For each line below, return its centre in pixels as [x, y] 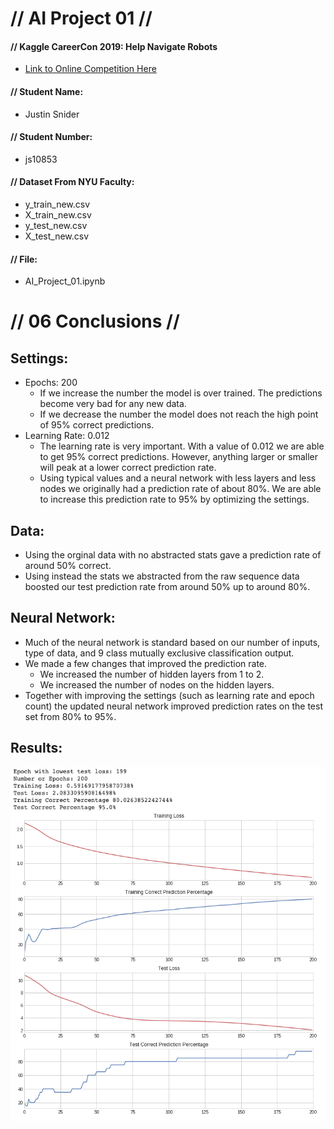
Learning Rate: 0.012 [67, 436]
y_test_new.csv [56, 225]
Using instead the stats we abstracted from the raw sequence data [162, 576]
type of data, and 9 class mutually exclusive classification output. [159, 653]
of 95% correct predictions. [97, 425]
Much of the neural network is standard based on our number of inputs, [172, 642]
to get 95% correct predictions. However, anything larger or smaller [179, 457]
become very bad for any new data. [113, 404]
